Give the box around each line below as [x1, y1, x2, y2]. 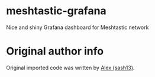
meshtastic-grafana [6, 4, 106, 18]
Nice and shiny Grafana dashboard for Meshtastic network [6, 24, 149, 31]
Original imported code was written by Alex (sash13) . [6, 64, 135, 71]
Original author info [6, 44, 104, 58]
